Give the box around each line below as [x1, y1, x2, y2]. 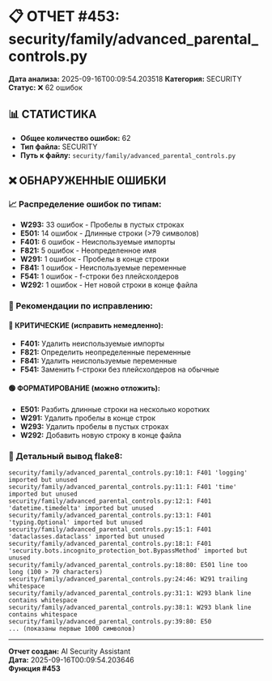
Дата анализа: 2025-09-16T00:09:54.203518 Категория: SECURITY [8, 74, 242, 83]
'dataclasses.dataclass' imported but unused [8, 533, 164, 541]
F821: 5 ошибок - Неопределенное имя [19, 245, 157, 256]
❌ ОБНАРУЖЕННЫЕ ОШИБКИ [8, 174, 167, 188]
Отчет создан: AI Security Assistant [8, 646, 131, 657]
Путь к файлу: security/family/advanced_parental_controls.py [19, 150, 236, 160]
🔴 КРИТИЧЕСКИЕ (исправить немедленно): [8, 320, 164, 330]
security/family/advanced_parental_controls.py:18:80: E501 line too [8, 561, 249, 569]
